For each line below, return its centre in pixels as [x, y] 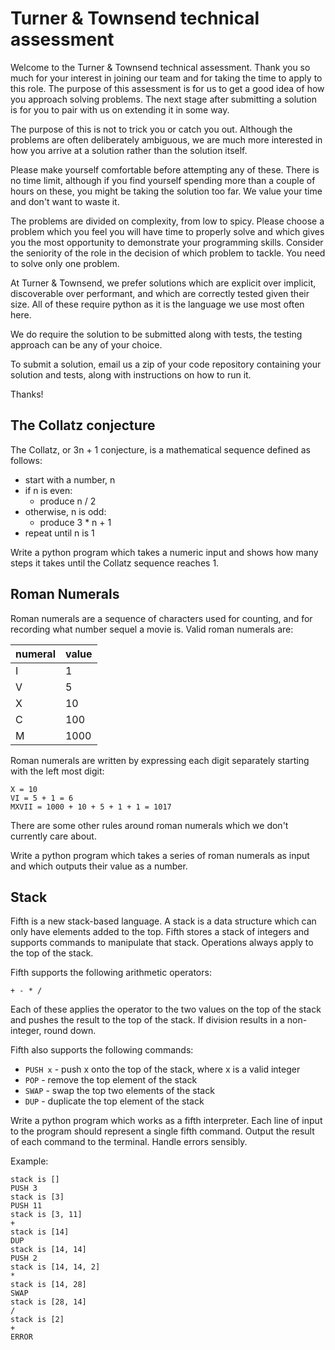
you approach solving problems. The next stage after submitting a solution [163, 99]
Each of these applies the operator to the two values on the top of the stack [166, 1009]
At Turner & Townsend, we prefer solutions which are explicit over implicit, [163, 283]
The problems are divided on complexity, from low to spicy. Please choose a [167, 221]
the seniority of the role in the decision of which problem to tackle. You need [168, 253]
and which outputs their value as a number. [99, 866]
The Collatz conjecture [83, 425]
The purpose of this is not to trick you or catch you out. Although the [151, 129]
